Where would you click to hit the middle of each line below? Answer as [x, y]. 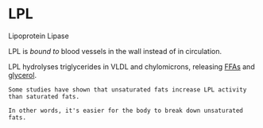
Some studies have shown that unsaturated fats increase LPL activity [128, 89]
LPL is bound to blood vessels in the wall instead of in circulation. [115, 51]
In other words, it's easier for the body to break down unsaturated [126, 111]
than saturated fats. [44, 96]
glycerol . [23, 75]
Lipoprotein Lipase [39, 36]
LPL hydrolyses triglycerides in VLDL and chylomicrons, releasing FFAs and [132, 66]
